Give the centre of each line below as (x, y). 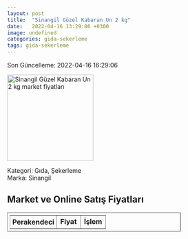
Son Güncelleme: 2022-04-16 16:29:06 (63, 65)
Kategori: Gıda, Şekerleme (44, 170)
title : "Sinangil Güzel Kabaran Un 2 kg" (69, 20)
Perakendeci (34, 222)
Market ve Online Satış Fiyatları (76, 199)
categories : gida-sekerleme (48, 39)
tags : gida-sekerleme (38, 45)
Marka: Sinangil (29, 178)
